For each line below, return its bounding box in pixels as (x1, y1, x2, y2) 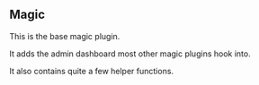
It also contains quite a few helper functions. (9, 65, 174, 76)
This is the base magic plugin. (9, 30, 121, 41)
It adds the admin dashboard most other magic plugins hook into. (9, 48, 251, 59)
